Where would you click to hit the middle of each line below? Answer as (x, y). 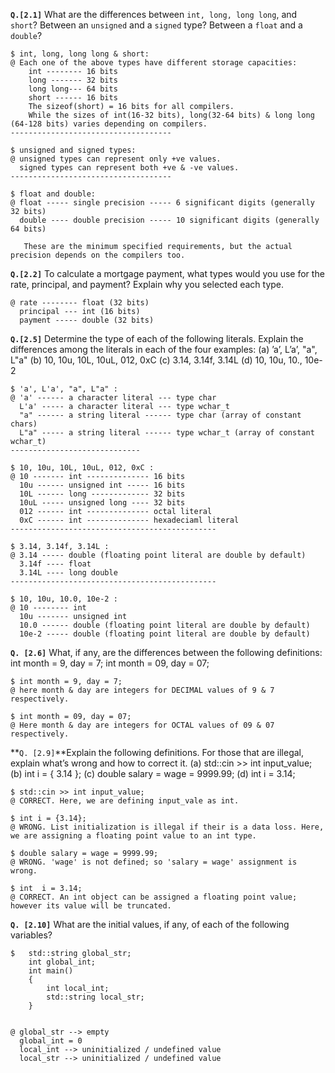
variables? (31, 935)
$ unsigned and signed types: (73, 150)
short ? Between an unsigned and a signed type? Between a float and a (156, 25)
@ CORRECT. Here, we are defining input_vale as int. (125, 801)
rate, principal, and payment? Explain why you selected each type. (147, 284)
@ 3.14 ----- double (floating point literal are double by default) (158, 555)
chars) (24, 424)
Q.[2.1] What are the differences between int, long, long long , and (154, 14)
